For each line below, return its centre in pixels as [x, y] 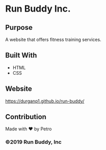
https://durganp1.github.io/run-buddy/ [45, 101]
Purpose [19, 28]
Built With [21, 55]
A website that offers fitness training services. [53, 39]
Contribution [26, 117]
